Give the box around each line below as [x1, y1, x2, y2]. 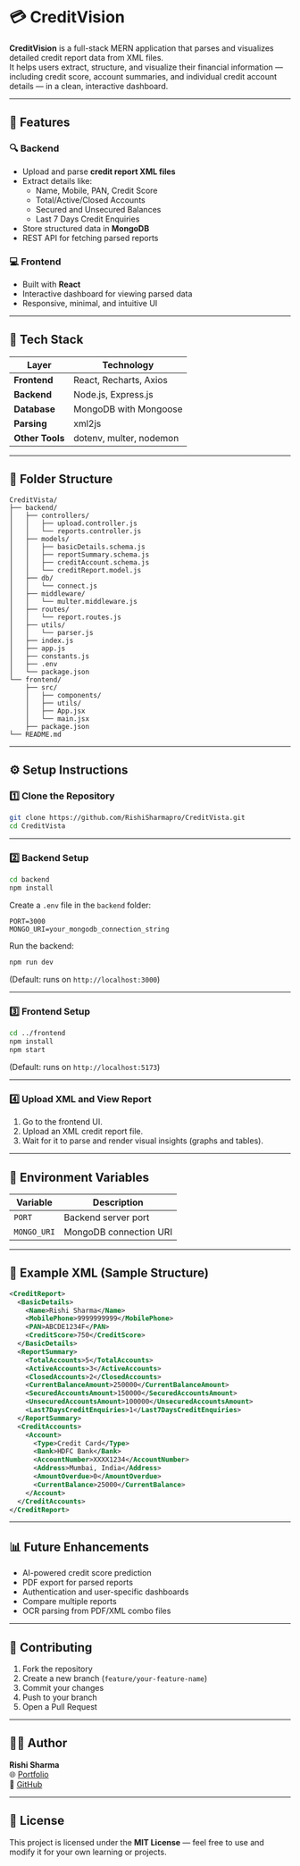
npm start [9, 1045, 46, 1054]
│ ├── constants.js [9, 651, 90, 661]
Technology [102, 358, 154, 371]
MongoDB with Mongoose [72, 403, 183, 415]
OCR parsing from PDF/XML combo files [21, 1605, 171, 1617]
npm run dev [9, 958, 54, 967]
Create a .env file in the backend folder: [9, 900, 152, 911]
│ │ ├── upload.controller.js [9, 519, 138, 528]
